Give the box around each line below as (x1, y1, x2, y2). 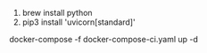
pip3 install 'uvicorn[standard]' (21, 17, 136, 27)
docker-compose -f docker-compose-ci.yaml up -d (9, 34, 199, 44)
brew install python (21, 8, 93, 18)
